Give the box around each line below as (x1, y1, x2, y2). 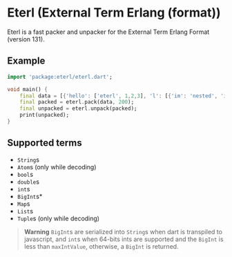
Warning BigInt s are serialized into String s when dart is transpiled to (23, 227, 223, 236)
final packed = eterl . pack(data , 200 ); (19, 99, 135, 106)
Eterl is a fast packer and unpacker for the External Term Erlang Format (7, 28, 210, 36)
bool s (17, 170, 33, 178)
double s (17, 178, 40, 186)
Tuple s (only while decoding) (17, 214, 100, 222)
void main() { (7, 86, 48, 93)
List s (17, 207, 33, 215)
